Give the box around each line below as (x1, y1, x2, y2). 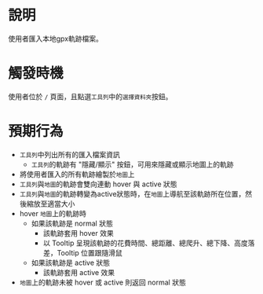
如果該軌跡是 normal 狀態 (31, 219, 114, 228)
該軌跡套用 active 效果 (42, 267, 115, 277)
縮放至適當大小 (26, 199, 75, 208)
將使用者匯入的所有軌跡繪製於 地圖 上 (19, 169, 135, 178)
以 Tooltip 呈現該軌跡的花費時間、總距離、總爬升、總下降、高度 (42, 238, 249, 248)
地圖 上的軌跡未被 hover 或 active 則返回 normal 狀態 (19, 277, 186, 287)
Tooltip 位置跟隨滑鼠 (57, 248, 123, 257)
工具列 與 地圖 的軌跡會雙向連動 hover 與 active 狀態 (19, 179, 178, 189)
